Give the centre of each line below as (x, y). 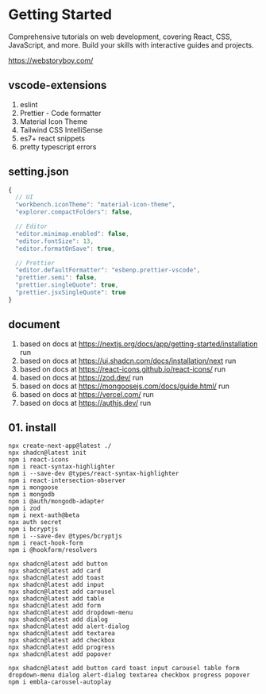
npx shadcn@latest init (48, 453)
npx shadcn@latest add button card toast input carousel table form (124, 669)
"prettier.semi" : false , (56, 278)
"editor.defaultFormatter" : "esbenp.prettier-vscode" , (108, 270)
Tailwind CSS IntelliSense (61, 129)
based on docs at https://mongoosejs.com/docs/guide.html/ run (125, 386)
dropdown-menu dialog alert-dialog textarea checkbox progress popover (129, 675)
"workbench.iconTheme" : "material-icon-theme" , (96, 205)
